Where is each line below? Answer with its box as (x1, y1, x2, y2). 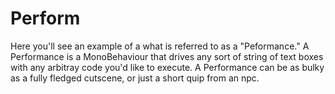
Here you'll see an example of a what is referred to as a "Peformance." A (10, 40, 310, 52)
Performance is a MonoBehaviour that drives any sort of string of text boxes (10, 50, 324, 62)
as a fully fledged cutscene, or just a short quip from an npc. (10, 72, 260, 84)
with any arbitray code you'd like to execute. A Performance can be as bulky (10, 61, 325, 73)
